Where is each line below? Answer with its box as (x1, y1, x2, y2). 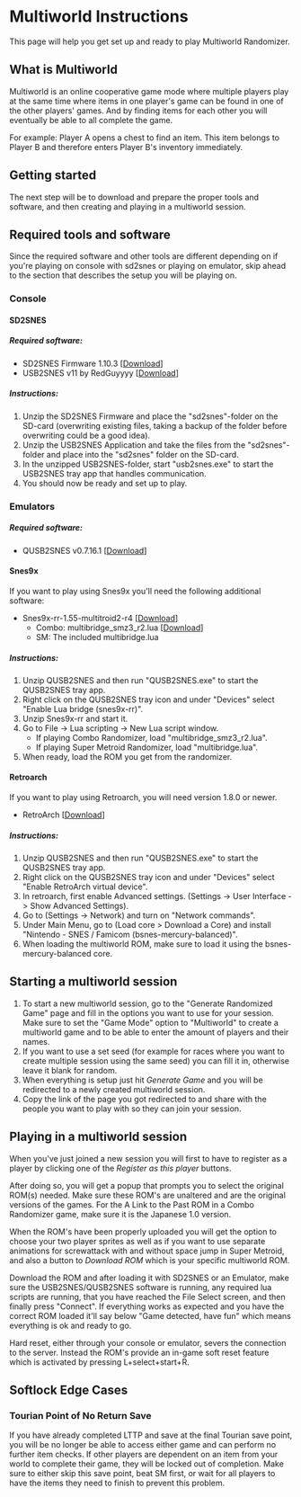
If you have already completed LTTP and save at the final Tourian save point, (9, 1430, 293, 1440)
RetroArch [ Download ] (22, 809, 105, 820)
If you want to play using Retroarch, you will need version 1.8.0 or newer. (9, 792, 278, 803)
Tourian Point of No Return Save (9, 1410, 152, 1421)
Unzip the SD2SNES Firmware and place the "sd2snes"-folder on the (22, 411, 279, 422)
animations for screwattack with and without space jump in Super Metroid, (9, 1245, 285, 1256)
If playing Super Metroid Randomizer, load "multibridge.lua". (35, 742, 259, 753)
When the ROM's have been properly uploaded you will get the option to (9, 1225, 277, 1237)
